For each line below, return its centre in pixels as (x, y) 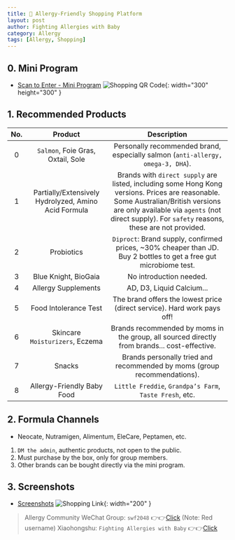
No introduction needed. (167, 276)
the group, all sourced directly (167, 337)
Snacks (66, 366)
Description (167, 134)
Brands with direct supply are (168, 174)
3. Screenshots (41, 486)
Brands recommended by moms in (167, 328)
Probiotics (66, 251)
